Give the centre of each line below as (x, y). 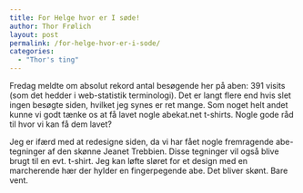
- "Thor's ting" (48, 60)
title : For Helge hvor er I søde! (75, 18)
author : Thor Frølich (50, 26)
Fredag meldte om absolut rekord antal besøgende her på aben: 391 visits (147, 86)
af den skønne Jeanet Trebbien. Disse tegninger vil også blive (163, 151)
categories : (32, 52)
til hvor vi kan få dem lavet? (61, 124)
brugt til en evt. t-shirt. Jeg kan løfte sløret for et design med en (129, 161)
